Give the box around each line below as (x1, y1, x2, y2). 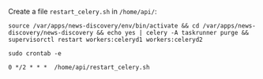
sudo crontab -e (8, 50, 62, 58)
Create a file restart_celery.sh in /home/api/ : (8, 7, 157, 16)
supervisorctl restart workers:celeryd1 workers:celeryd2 (8, 36, 203, 43)
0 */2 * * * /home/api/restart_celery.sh (8, 63, 150, 71)
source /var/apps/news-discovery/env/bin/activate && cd (8, 22, 200, 30)
